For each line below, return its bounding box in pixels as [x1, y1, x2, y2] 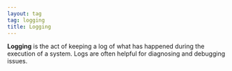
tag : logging [7, 17, 45, 24]
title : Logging [7, 23, 52, 30]
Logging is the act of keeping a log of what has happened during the [7, 42, 205, 51]
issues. [7, 57, 28, 65]
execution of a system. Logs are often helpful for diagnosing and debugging [7, 49, 225, 58]
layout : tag [7, 10, 42, 17]
